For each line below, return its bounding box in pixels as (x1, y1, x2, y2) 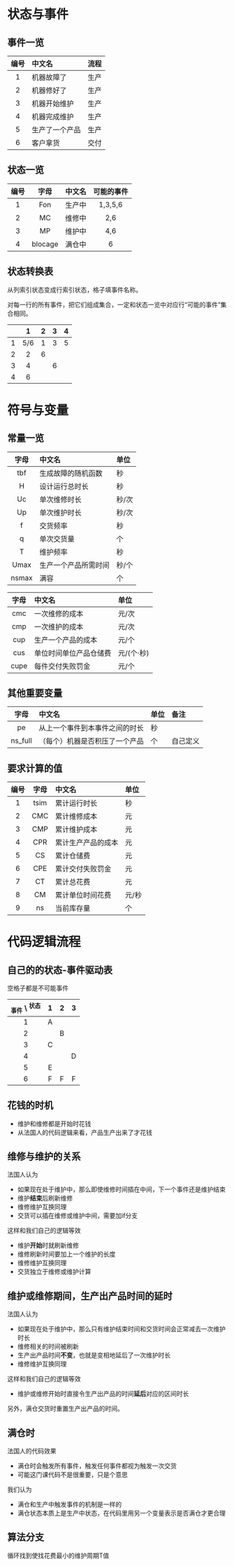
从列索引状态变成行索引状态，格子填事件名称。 (7, 285, 142, 294)
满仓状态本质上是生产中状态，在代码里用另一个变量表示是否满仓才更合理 (17, 1509, 226, 1518)
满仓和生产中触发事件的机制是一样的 (17, 1500, 122, 1509)
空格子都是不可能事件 (7, 984, 68, 993)
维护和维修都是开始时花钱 (17, 1119, 92, 1128)
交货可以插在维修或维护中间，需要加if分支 (17, 1212, 138, 1220)
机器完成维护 (31, 112, 75, 121)
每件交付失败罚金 (34, 661, 91, 671)
